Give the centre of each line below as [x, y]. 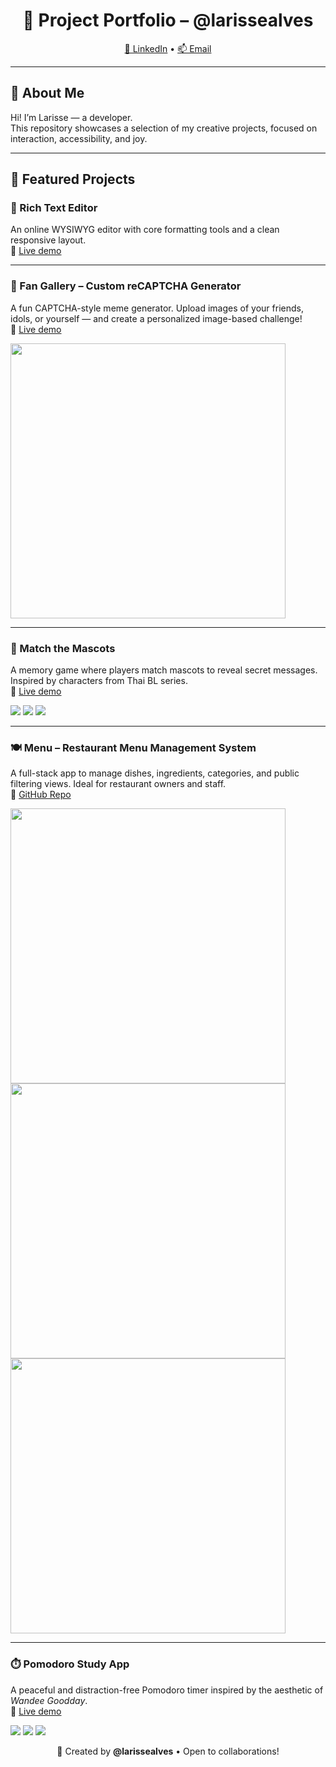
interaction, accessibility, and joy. [79, 138]
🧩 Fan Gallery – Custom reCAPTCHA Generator [126, 286]
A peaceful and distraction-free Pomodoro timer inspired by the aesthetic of [167, 1690]
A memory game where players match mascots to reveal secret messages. [164, 670]
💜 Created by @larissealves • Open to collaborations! [168, 1751]
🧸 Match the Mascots [63, 648]
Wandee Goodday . [49, 1700]
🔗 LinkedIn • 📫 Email [168, 48]
